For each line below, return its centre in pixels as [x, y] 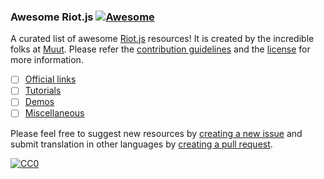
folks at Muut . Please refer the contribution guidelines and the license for [160, 49]
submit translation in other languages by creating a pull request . [141, 144]
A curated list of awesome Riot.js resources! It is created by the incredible [162, 39]
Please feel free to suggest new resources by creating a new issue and [156, 133]
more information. [47, 60]
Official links [50, 79]
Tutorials [43, 91]
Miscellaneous [54, 113]
